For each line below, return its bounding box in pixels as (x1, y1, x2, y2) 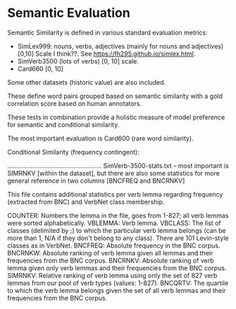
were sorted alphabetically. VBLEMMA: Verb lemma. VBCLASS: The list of (7, 219, 221, 227)
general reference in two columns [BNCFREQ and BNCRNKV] (7, 176, 185, 185)
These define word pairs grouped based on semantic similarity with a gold (7, 92, 223, 100)
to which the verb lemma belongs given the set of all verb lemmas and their (7, 286, 226, 294)
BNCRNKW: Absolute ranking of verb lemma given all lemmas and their (7, 248, 213, 257)
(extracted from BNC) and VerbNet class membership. (7, 198, 165, 206)
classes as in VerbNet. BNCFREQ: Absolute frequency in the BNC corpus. (7, 241, 221, 250)
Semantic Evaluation (7, 5, 130, 21)
